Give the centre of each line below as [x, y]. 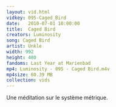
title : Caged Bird [31, 29]
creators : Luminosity [34, 35]
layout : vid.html [28, 12]
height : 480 [21, 57]
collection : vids [28, 80]
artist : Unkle [24, 46]
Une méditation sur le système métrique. [57, 98]
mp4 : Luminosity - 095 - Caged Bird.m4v [58, 69]
